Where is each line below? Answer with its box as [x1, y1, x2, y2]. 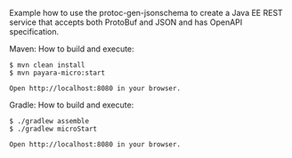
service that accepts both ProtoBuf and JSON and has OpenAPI [9, 17, 243, 28]
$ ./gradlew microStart [9, 124, 98, 133]
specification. [9, 27, 60, 36]
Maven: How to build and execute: [9, 43, 135, 54]
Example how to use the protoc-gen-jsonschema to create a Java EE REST [9, 8, 283, 18]
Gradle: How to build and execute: [9, 99, 134, 110]
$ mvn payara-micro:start [9, 68, 105, 77]
